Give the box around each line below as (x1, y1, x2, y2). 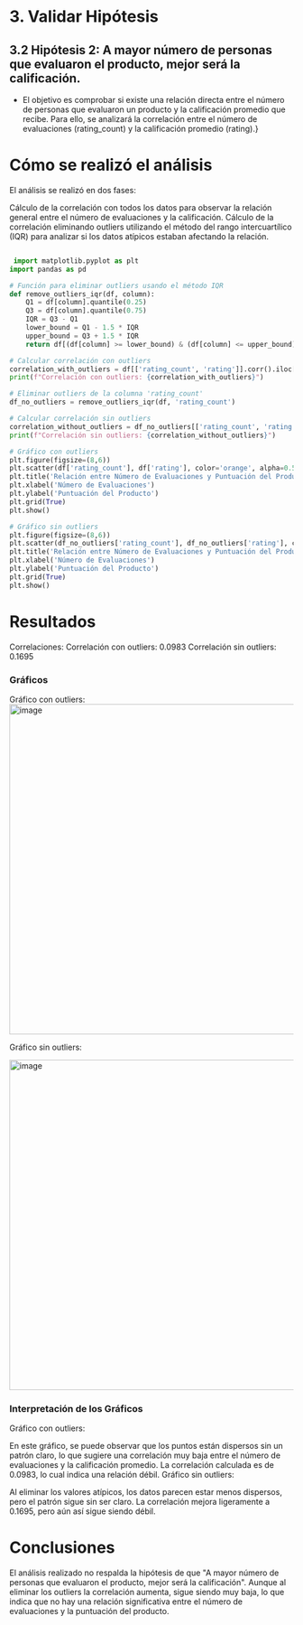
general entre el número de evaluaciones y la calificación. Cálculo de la (9, 211, 274, 222)
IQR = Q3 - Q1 (25, 314, 78, 324)
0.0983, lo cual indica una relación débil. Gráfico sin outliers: (9, 1470, 234, 1480)
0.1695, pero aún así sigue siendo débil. (9, 1506, 156, 1517)
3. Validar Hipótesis (9, 6, 160, 27)
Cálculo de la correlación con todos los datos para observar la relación (9, 201, 272, 213)
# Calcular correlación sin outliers (9, 414, 151, 424)
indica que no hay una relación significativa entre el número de (9, 1596, 243, 1607)
